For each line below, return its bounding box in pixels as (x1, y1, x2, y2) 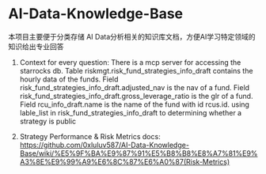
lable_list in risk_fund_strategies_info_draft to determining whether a (19, 108, 242, 117)
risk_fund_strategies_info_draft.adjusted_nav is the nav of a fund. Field (19, 82, 250, 92)
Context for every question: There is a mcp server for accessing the (19, 57, 241, 67)
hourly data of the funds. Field (19, 74, 119, 84)
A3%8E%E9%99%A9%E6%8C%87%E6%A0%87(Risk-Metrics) (19, 157, 230, 166)
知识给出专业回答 (8, 41, 64, 51)
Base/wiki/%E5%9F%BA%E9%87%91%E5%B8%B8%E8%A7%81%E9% (19, 148, 258, 158)
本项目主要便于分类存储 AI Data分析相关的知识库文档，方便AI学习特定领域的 (8, 32, 256, 41)
